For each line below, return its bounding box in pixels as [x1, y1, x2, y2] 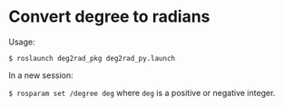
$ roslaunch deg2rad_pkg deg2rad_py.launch [8, 53, 176, 63]
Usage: [8, 36, 35, 47]
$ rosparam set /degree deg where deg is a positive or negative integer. [8, 87, 276, 98]
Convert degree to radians [8, 6, 211, 27]
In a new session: [8, 70, 73, 81]
